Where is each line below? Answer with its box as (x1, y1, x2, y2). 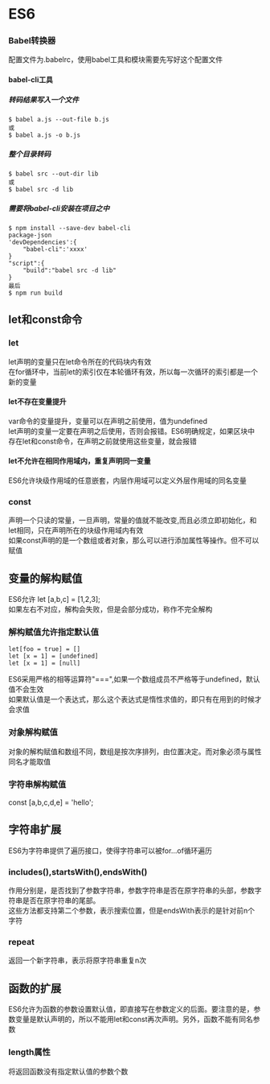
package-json (8, 231, 52, 239)
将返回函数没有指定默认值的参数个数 (8, 1066, 129, 1076)
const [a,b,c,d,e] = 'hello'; (8, 798, 94, 807)
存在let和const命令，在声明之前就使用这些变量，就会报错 (8, 436, 197, 446)
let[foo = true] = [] (8, 645, 81, 653)
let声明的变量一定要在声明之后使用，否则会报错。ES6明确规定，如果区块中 (8, 426, 256, 435)
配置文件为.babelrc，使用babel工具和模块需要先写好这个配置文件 (8, 55, 223, 64)
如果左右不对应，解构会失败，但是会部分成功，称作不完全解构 (8, 604, 213, 614)
